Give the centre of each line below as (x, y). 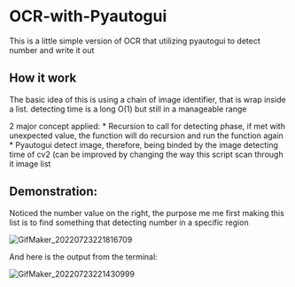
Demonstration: (54, 192)
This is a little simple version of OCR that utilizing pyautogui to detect (135, 41)
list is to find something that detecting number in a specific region (129, 222)
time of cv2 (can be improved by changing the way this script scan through (146, 154)
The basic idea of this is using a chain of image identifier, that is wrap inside (147, 99)
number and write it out (52, 50)
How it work (43, 78)
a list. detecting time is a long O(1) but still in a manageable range (128, 109)
